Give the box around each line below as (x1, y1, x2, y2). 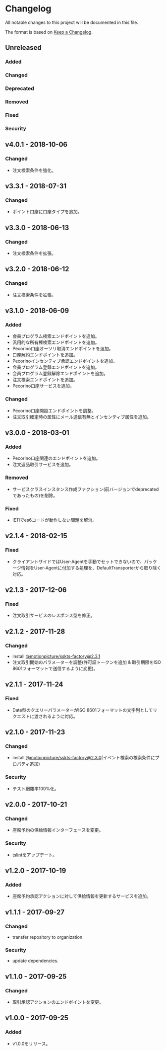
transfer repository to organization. (12, 934, 84, 940)
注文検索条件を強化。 (12, 167, 56, 173)
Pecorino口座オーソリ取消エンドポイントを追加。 (12, 346, 113, 352)
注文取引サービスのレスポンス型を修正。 (12, 612, 95, 619)
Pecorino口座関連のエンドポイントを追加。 (12, 455, 101, 461)
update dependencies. (12, 958, 58, 964)
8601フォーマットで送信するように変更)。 (12, 665, 98, 671)
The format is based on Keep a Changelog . (5, 29, 93, 35)
